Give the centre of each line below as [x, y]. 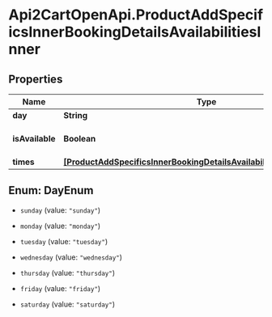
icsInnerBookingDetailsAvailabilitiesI [135, 32]
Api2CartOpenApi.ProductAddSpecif [136, 15]
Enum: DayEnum [51, 190]
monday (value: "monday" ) [60, 226]
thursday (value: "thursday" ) [68, 273]
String [76, 115]
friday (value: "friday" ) [60, 288]
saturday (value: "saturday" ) [68, 304]
